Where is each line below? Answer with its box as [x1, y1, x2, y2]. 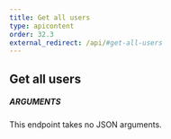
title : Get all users [9, 13, 91, 22]
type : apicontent [9, 22, 75, 30]
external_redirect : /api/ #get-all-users [9, 38, 164, 48]
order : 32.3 [9, 30, 54, 39]
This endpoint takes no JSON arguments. [9, 118, 162, 130]
